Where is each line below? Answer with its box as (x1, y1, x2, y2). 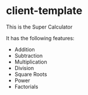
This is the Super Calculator (6, 23, 73, 30)
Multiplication (14, 58, 48, 65)
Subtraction (14, 52, 43, 59)
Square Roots (14, 71, 48, 78)
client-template (6, 4, 83, 17)
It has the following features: (6, 34, 75, 41)
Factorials (14, 83, 38, 90)
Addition (14, 45, 35, 53)
